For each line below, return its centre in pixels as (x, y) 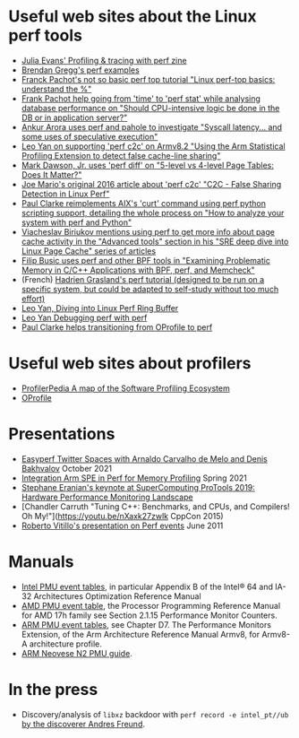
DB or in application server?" (74, 117)
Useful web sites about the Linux (132, 17)
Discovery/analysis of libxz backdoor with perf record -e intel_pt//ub (155, 714)
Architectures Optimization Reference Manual (118, 596)
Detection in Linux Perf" (65, 194)
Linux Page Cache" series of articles (89, 251)
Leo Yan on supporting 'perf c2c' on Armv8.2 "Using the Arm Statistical (153, 146)
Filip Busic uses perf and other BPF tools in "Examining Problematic (145, 260)
